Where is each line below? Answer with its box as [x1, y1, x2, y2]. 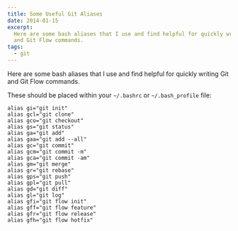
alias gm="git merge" [7, 161, 72, 168]
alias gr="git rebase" [7, 166, 74, 174]
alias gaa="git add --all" [7, 136, 87, 143]
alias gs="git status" [7, 123, 74, 130]
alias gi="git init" [7, 104, 69, 112]
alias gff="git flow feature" [7, 204, 97, 211]
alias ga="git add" [7, 129, 65, 136]
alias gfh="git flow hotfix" [7, 216, 93, 224]
